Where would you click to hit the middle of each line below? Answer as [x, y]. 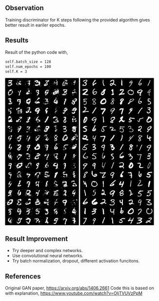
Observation [24, 8]
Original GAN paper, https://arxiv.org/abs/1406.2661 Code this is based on [80, 288]
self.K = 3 [16, 71]
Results [17, 40]
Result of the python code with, [37, 52]
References [23, 276]
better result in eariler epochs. [35, 25]
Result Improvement [37, 239]
